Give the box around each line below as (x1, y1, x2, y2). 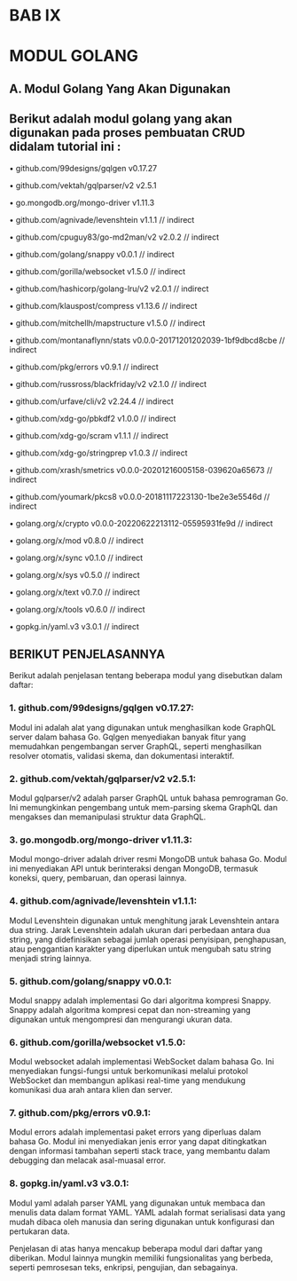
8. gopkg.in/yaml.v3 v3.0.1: (9, 1177, 130, 1190)
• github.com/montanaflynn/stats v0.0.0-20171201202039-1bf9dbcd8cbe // (9, 335, 285, 345)
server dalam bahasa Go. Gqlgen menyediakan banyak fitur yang (9, 731, 246, 742)
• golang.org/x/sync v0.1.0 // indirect (9, 552, 144, 563)
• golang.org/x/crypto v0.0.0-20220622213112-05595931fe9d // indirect (9, 518, 273, 528)
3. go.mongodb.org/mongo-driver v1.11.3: (9, 834, 192, 846)
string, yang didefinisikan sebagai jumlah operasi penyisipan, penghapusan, (9, 934, 286, 945)
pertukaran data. (9, 1226, 70, 1237)
